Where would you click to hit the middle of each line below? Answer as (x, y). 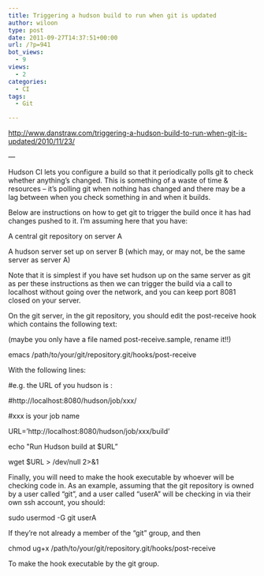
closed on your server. (45, 300)
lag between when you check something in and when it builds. (110, 198)
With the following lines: (47, 370)
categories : (28, 81)
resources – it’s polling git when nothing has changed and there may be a (127, 189)
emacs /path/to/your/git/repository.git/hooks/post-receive (102, 355)
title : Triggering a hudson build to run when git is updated (112, 15)
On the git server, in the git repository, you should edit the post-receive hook (132, 316)
